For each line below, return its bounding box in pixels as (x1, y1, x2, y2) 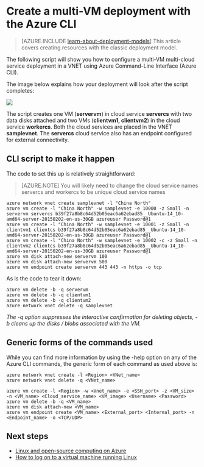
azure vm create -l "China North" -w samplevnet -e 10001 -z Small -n (6, 221, 189, 227)
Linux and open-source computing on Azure (15, 447, 127, 455)
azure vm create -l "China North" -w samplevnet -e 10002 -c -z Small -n (6, 237, 198, 243)
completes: (6, 87, 35, 94)
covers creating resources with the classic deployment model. (21, 44, 178, 51)
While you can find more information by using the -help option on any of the (6, 354, 197, 361)
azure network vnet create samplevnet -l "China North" (6, 200, 151, 206)
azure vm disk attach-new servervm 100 (6, 253, 108, 260)
